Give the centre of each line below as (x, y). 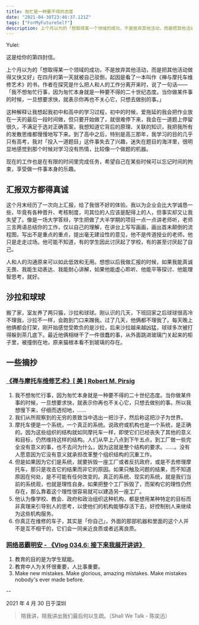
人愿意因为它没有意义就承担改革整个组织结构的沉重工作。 (85, 454)
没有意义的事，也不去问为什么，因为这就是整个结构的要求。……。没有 (105, 447)
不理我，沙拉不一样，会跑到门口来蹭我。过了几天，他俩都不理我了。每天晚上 (99, 320)
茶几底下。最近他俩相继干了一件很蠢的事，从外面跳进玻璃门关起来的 (105, 335)
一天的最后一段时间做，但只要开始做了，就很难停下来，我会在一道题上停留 (102, 120)
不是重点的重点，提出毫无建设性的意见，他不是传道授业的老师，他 (112, 235)
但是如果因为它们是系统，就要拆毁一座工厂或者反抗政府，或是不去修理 (100, 461)
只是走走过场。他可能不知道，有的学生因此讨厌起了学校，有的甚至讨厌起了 (97, 242)
